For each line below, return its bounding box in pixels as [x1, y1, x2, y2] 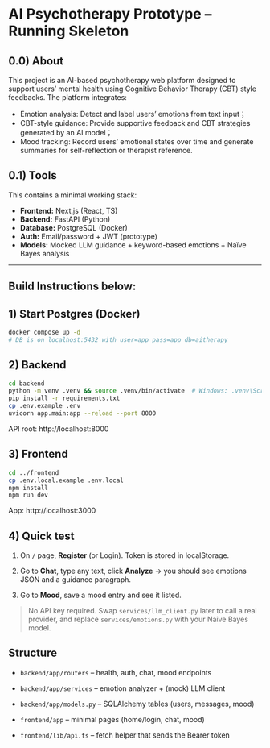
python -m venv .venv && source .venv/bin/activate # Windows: [8, 387, 228, 395]
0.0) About [8, 54, 64, 68]
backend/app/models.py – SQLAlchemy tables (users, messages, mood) [19, 699, 255, 709]
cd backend [8, 380, 45, 388]
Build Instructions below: [8, 280, 137, 293]
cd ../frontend [8, 468, 59, 476]
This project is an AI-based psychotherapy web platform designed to [8, 76, 236, 85]
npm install [8, 484, 48, 492]
